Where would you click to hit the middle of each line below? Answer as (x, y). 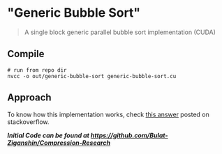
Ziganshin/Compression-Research (59, 143)
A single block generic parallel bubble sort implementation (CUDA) (120, 32)
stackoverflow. (28, 122)
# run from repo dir (37, 70)
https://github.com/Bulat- (129, 135)
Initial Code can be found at (48, 135)
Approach (29, 98)
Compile (26, 54)
